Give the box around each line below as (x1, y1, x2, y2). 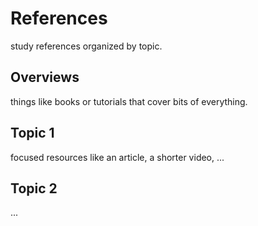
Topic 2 (10, 180, 58, 197)
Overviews (10, 69, 80, 86)
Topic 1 (10, 125, 55, 142)
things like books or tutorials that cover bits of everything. (10, 95, 248, 107)
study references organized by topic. (10, 40, 163, 52)
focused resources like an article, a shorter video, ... (10, 151, 225, 163)
